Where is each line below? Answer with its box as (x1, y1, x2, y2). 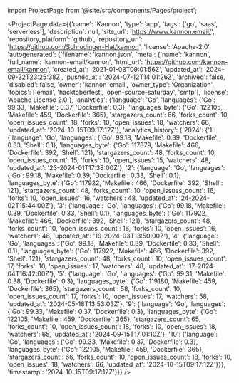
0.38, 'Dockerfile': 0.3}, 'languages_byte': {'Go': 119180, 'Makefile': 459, (7, 277, 218, 285)
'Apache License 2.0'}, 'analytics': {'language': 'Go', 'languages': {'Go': (7, 95, 216, 104)
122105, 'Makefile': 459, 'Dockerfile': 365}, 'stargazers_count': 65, (7, 315, 201, 323)
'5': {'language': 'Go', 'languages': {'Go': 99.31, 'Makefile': (56, 270, 227, 278)
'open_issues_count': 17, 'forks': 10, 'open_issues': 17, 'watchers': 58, (7, 292, 209, 300)
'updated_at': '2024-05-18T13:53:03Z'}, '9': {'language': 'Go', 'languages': (7, 300, 226, 308)
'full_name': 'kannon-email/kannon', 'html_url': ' (7, 58, 147, 66)
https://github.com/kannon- (146, 58, 228, 66)
